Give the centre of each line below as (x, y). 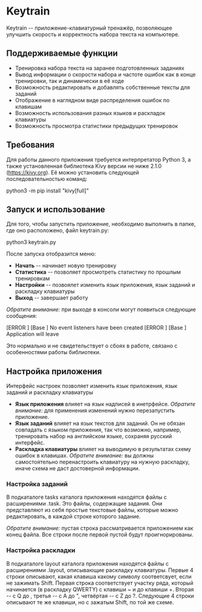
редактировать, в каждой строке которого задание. (73, 516)
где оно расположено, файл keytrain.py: (58, 231)
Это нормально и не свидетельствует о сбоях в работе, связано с (92, 346)
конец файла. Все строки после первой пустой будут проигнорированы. (100, 535)
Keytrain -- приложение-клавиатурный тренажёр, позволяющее (89, 28)
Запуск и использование (56, 209)
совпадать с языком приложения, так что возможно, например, (98, 430)
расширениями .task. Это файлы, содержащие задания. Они (84, 504)
